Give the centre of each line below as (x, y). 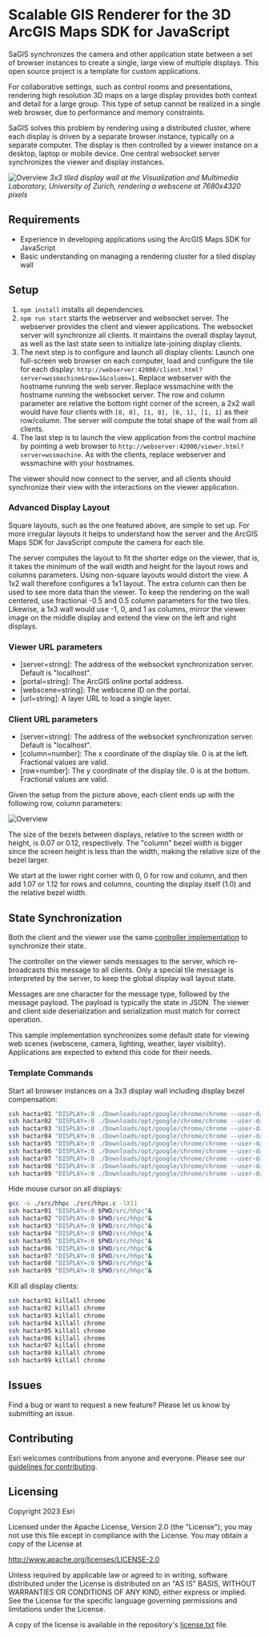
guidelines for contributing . (53, 1466)
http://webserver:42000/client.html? (140, 370)
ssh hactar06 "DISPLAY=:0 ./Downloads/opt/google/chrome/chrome (118, 1151)
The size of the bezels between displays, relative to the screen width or (126, 835)
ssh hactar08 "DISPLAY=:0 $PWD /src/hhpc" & (80, 1263)
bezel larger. (29, 860)
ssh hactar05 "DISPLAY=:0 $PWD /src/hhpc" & (80, 1241)
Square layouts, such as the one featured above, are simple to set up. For (129, 525)
